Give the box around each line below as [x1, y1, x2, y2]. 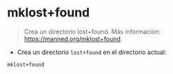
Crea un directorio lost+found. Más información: [23, 27, 161, 36]
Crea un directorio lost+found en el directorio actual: [17, 48, 167, 56]
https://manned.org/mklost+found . [23, 34, 123, 42]
